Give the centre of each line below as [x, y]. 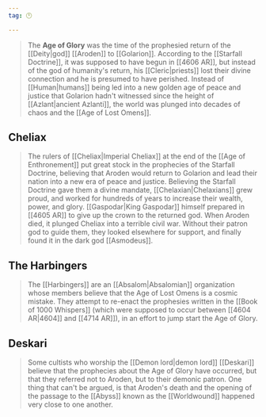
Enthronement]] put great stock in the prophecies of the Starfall [131, 165]
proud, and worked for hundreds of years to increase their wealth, [135, 198]
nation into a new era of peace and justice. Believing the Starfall [131, 182]
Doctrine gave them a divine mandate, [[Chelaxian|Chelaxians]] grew [140, 190]
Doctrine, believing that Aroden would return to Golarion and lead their [142, 173]
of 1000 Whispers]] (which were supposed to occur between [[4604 [139, 310]
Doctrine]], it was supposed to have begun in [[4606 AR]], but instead [141, 62]
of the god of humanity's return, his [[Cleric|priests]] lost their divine [139, 70]
